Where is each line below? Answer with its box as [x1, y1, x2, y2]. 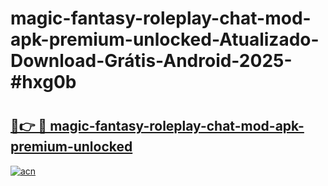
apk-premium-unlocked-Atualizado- [10, 28, 320, 51]
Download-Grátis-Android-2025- [10, 50, 293, 72]
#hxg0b [10, 71, 77, 94]
